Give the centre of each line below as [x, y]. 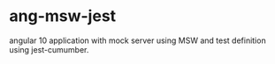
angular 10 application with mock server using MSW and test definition [138, 40]
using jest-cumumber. [49, 49]
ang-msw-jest [63, 16]
